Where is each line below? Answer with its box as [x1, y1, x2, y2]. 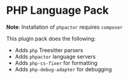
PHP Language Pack [6, 4, 109, 17]
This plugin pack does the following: [6, 35, 96, 42]
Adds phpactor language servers [14, 53, 96, 60]
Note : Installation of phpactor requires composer [6, 23, 123, 31]
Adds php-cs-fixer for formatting [14, 59, 98, 66]
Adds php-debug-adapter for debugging [14, 65, 112, 72]
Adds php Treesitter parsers [14, 46, 84, 54]
